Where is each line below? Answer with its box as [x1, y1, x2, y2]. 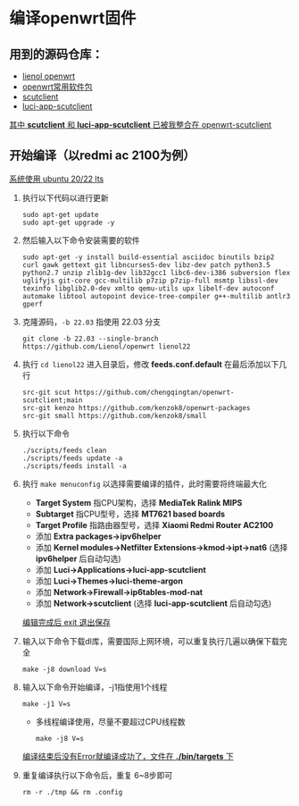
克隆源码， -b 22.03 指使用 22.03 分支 [21, 316, 162, 327]
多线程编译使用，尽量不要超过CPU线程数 [35, 716, 186, 726]
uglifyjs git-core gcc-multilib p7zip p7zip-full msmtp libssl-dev [21, 276, 278, 285]
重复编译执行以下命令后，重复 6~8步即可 [21, 769, 173, 780]
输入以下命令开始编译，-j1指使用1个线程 [21, 681, 168, 693]
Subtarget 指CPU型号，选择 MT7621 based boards [35, 508, 226, 519]
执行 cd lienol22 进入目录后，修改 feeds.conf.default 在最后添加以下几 [21, 358, 287, 369]
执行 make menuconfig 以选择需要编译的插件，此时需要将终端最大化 [21, 478, 268, 489]
